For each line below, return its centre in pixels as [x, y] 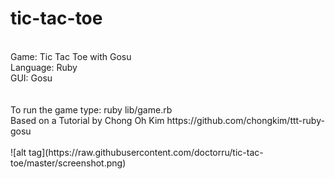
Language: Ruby [44, 67]
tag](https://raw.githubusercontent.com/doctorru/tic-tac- [146, 152]
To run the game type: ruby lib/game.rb [91, 109]
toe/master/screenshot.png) [68, 163]
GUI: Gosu [31, 78]
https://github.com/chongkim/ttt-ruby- [245, 120]
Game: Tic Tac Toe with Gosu [71, 56]
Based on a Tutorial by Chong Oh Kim [87, 120]
